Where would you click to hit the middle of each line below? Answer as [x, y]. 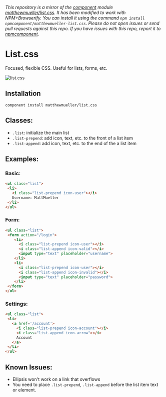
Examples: [22, 159]
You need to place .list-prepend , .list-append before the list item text [85, 385]
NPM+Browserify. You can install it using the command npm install [75, 18]
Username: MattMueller [35, 198]
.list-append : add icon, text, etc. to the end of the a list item [74, 143]
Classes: [19, 121]
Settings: [16, 304]
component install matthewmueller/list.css [51, 105]
